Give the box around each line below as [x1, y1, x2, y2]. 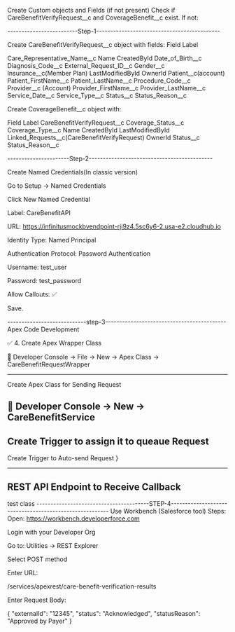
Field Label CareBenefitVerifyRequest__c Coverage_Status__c [7, 118, 185, 127]
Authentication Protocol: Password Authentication [7, 249, 151, 258]
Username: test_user [7, 263, 68, 271]
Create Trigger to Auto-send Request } [7, 454, 119, 462]
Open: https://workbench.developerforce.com [7, 514, 140, 523]
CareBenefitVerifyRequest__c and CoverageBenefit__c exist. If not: [7, 13, 199, 22]
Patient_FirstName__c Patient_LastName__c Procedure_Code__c [7, 76, 191, 85]
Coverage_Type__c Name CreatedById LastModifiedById [7, 126, 170, 134]
